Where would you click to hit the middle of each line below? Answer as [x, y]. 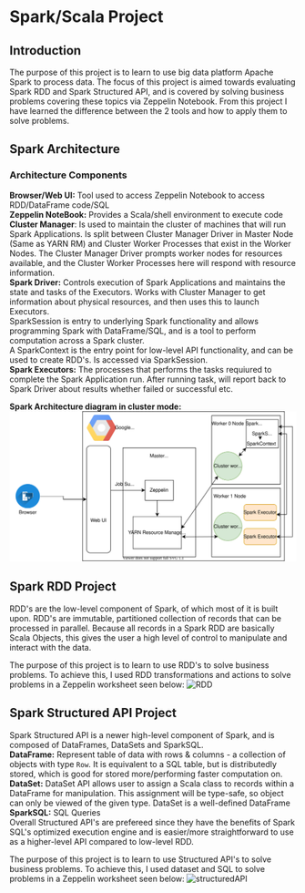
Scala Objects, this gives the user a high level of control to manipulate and [148, 637]
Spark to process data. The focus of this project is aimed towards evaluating [152, 82]
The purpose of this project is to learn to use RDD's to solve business [139, 665]
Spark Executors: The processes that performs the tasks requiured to [141, 369]
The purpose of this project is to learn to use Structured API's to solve [140, 859]
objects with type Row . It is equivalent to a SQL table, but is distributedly [143, 764]
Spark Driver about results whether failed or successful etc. [122, 388]
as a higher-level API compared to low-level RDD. [102, 841]
